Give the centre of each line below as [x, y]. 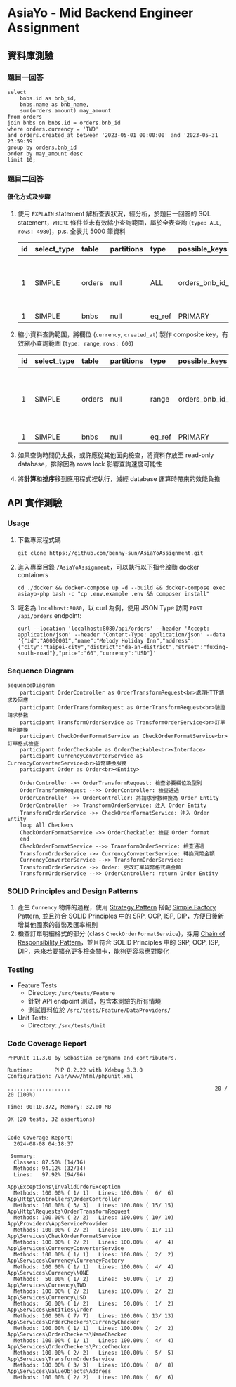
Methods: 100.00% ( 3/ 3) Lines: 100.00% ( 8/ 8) [94, 1365]
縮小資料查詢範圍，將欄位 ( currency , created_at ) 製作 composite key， [120, 334]
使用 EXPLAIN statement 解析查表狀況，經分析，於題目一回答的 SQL [114, 213]
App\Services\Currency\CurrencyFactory [66, 1261]
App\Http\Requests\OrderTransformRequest [69, 1211]
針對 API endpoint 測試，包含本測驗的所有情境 [94, 1001]
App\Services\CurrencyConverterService [66, 1248]
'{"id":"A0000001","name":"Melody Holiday [80, 640]
